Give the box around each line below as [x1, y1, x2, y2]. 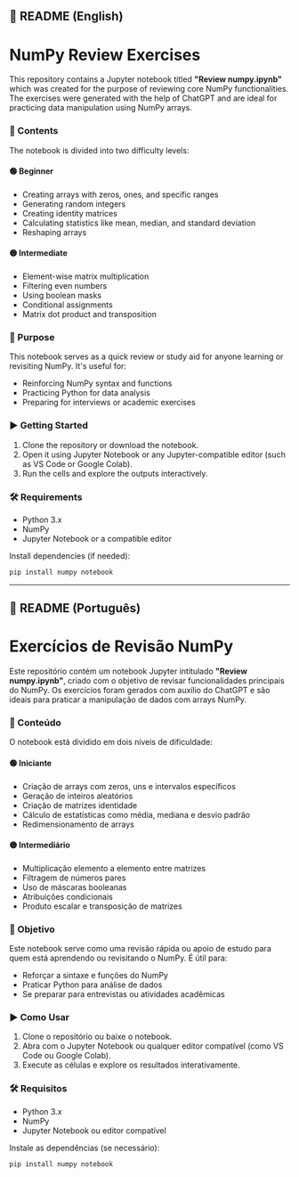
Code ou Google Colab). [21, 1050, 111, 1061]
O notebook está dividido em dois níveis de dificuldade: [9, 737, 214, 748]
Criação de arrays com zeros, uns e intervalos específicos [21, 781, 236, 791]
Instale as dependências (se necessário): [9, 1142, 160, 1153]
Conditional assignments [21, 299, 113, 310]
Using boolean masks [21, 290, 102, 301]
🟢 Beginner [9, 166, 54, 176]
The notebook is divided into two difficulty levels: [9, 144, 190, 156]
